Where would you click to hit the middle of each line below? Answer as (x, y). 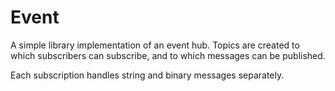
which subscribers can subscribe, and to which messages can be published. (168, 55)
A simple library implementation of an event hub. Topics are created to (155, 45)
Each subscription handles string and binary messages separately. (147, 75)
